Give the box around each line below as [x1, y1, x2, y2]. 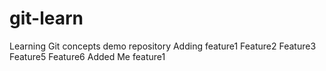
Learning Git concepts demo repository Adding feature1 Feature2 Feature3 [9, 40, 317, 52]
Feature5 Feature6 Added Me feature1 [9, 50, 166, 62]
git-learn [9, 7, 84, 30]
